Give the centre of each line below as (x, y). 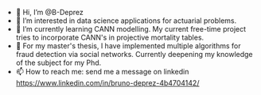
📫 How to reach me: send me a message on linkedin (102, 72)
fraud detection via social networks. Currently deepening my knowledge (134, 54)
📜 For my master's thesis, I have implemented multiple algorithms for (128, 46)
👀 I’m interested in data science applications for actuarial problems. (126, 21)
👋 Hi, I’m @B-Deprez (49, 12)
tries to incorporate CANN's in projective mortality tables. (110, 37)
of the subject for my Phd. (58, 63)
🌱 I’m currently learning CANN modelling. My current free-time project (131, 29)
